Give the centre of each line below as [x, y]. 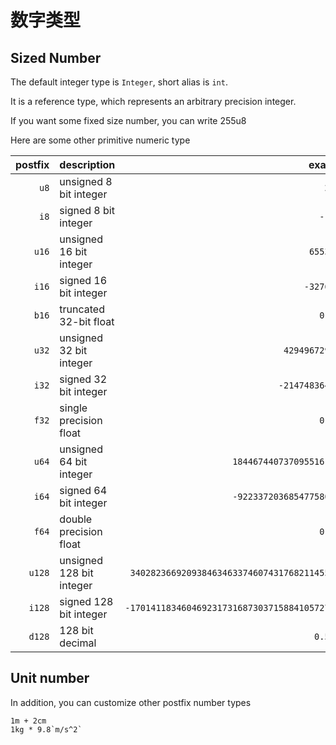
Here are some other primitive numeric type [100, 140]
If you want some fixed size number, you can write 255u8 [128, 120]
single [73, 408]
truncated [82, 309]
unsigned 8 [86, 181]
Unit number [50, 678]
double [76, 519]
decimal [78, 643]
